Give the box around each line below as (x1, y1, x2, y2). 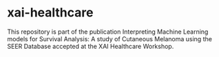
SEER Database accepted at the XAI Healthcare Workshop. (7, 42, 174, 50)
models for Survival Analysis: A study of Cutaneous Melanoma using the (7, 34, 212, 43)
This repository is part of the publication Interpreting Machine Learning (7, 27, 209, 36)
